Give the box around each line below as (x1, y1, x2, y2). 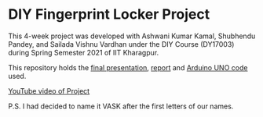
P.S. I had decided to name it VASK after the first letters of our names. (8, 101, 234, 111)
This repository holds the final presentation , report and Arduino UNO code (8, 62, 248, 72)
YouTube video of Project (8, 86, 90, 95)
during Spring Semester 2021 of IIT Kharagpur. (8, 48, 159, 57)
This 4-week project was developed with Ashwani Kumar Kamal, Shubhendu (8, 31, 256, 41)
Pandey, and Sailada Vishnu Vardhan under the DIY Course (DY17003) (8, 39, 235, 48)
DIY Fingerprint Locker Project (8, 5, 210, 23)
